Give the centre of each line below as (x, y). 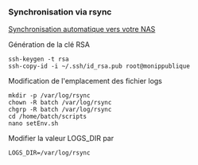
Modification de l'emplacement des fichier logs (85, 81)
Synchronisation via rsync (60, 12)
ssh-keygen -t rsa (39, 59)
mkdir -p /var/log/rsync (49, 96)
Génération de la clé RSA (49, 45)
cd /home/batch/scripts (48, 117)
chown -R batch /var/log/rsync (60, 103)
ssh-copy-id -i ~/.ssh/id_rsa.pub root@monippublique (99, 66)
